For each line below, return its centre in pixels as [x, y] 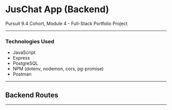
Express [21, 58]
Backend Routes [32, 95]
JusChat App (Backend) [57, 9]
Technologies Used [30, 41]
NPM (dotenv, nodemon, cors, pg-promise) [58, 69]
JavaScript [24, 52]
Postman [22, 74]
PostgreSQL [25, 63]
